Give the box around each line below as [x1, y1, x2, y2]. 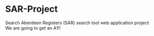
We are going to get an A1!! [5, 25, 61, 31]
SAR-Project [5, 3, 58, 15]
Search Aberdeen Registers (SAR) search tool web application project [5, 20, 149, 26]
